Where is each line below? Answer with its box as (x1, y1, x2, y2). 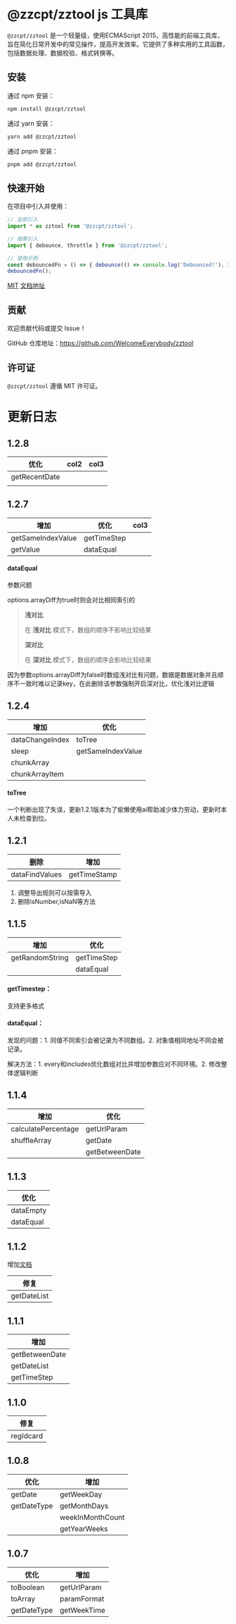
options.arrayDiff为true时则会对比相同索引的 (7, 595, 136, 604)
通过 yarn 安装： (7, 119, 55, 128)
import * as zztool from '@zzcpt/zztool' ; (7, 223, 133, 230)
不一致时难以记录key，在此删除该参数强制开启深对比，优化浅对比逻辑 (13, 679, 215, 688)
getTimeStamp (68, 869, 117, 879)
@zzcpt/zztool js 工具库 (7, 6, 148, 23)
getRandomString (11, 953, 69, 962)
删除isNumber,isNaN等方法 (17, 897, 96, 905)
